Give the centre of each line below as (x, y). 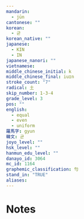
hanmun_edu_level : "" (32, 153)
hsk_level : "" (23, 148)
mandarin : (18, 11)
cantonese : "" (23, 22)
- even (19, 121)
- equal (21, 115)
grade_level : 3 (24, 98)
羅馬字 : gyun (20, 131)
